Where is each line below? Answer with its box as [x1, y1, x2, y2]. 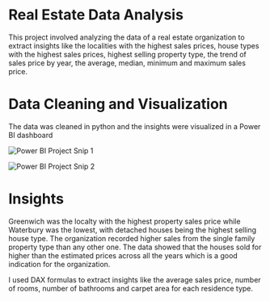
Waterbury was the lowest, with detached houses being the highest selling [8, 224, 257, 235]
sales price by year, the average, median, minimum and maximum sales [8, 58, 247, 68]
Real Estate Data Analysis [8, 6, 184, 24]
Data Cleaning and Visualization [8, 95, 228, 114]
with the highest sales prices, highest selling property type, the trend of [8, 49, 247, 59]
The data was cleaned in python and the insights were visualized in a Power [8, 121, 261, 131]
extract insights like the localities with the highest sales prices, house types [8, 40, 259, 50]
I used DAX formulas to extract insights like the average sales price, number [8, 274, 261, 284]
